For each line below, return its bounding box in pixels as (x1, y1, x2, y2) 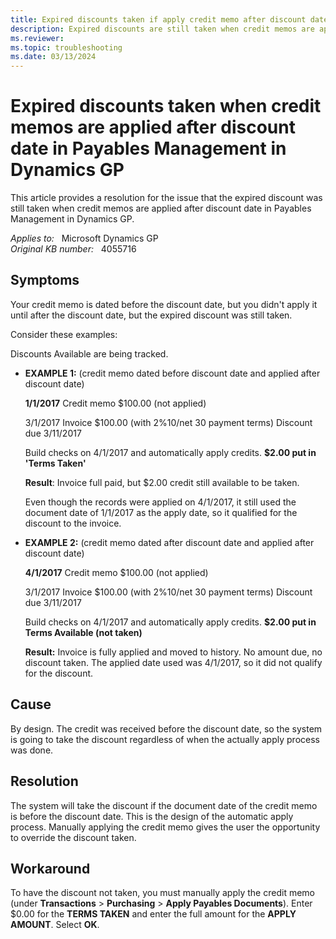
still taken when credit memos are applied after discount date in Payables (10, 202, 312, 215)
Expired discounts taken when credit (10, 95, 322, 118)
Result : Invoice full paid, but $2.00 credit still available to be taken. (24, 476, 300, 488)
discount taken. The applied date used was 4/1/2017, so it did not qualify (24, 656, 323, 668)
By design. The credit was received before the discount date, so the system (10, 722, 323, 735)
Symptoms (10, 272, 80, 289)
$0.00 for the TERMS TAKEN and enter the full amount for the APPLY (10, 908, 297, 920)
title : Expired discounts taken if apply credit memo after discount (10, 14, 307, 25)
